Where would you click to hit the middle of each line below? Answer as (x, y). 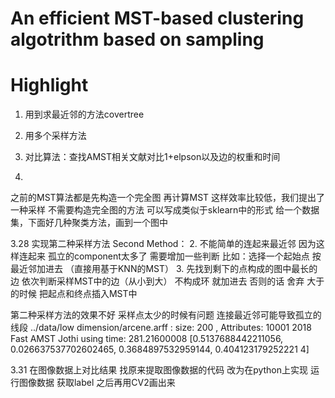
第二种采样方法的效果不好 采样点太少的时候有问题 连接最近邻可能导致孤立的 (166, 315)
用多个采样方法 (55, 136)
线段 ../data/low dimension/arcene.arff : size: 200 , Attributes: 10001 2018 (161, 328)
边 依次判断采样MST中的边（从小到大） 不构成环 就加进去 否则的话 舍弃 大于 (167, 281)
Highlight (49, 85)
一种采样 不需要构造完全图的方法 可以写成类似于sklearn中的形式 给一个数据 (165, 210)
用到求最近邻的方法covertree (84, 114)
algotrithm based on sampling (137, 39)
